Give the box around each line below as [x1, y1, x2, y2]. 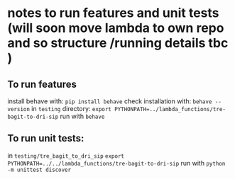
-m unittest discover [7, 166, 72, 173]
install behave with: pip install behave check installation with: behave [7, 97, 212, 105]
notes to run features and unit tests [7, 5, 219, 21]
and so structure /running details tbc [7, 35, 229, 51]
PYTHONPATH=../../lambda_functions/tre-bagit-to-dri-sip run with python [7, 158, 226, 167]
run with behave [60, 112, 105, 120]
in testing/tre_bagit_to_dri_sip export [7, 151, 124, 160]
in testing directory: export [31, 105, 112, 112]
